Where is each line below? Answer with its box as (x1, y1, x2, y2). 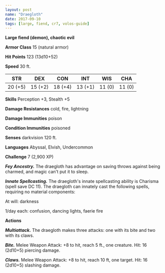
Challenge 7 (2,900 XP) (5, 154, 54, 160)
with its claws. (5, 232, 34, 238)
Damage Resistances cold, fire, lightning (5, 106, 89, 112)
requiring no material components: (5, 189, 76, 195)
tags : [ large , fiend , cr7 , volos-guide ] (5, 21, 90, 26)
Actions (5, 218, 22, 223)
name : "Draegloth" (5, 12, 43, 17)
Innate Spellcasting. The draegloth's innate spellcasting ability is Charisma (5, 178, 159, 184)
